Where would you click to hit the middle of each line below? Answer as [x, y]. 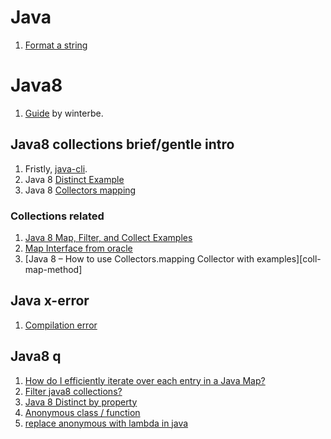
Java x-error [50, 301]
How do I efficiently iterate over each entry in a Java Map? [145, 380]
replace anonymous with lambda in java [106, 423]
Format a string [56, 45]
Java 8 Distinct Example [74, 179]
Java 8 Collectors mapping [80, 190]
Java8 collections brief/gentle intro [122, 144]
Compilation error [61, 325]
